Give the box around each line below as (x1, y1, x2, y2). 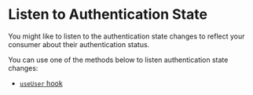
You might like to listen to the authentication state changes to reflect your (8, 31, 245, 41)
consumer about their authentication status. (8, 39, 150, 49)
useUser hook (19, 79, 63, 88)
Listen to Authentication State (8, 5, 208, 24)
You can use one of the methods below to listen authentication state (8, 55, 229, 64)
